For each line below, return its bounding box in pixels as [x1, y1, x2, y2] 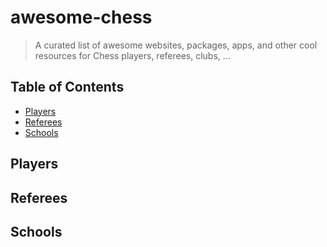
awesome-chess [10, 6, 153, 29]
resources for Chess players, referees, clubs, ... [34, 49, 231, 61]
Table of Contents [10, 79, 125, 96]
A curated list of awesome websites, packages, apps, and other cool [34, 39, 318, 51]
